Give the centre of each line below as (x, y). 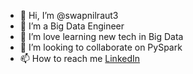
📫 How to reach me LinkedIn (80, 58)
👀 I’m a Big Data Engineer (72, 26)
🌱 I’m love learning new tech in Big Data (101, 36)
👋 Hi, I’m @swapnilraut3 (69, 15)
